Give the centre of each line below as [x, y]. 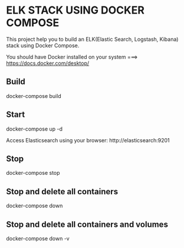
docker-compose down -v [38, 239]
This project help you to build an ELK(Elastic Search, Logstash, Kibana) [92, 39]
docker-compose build [34, 96]
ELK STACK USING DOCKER [75, 10]
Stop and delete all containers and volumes [87, 224]
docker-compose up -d [34, 129]
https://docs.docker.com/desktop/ [48, 63]
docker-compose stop [33, 173]
